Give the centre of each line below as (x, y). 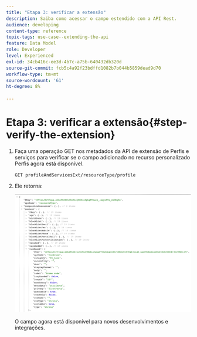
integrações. (30, 328)
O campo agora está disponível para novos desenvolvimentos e (91, 322)
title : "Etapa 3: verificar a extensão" (56, 12)
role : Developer (26, 50)
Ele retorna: (28, 186)
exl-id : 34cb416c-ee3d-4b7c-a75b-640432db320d (64, 62)
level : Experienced (30, 56)
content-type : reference (36, 31)
